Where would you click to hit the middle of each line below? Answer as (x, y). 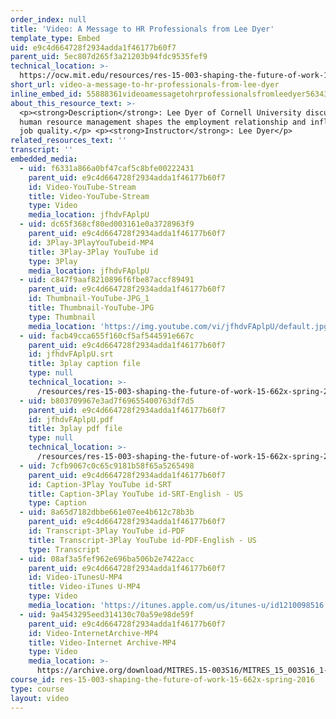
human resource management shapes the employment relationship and (163, 122)
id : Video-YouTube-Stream (82, 187)
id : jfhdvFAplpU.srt (71, 354)
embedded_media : (44, 159)
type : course (37, 689)
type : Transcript (64, 549)
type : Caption (57, 503)
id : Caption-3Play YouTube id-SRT (100, 484)
